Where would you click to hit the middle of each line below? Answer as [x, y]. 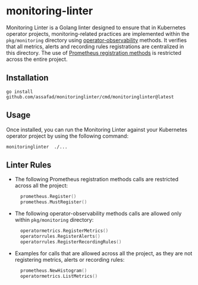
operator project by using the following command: [67, 136]
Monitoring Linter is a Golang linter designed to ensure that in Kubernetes [96, 27]
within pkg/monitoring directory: [54, 220]
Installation [27, 78]
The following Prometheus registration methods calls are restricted [97, 179]
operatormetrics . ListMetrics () [59, 276]
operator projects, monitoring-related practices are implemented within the [98, 33]
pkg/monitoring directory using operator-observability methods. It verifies [97, 40]
